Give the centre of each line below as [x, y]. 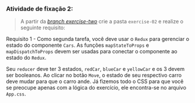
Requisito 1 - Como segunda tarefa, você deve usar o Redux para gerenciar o [98, 39]
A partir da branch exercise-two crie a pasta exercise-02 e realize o [102, 22]
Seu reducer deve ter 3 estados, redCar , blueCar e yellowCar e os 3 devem [95, 69]
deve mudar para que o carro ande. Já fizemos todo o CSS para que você [95, 81]
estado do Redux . [26, 58]
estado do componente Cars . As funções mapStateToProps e [78, 45]
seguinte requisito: [43, 28]
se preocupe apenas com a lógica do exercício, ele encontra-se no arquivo [96, 88]
